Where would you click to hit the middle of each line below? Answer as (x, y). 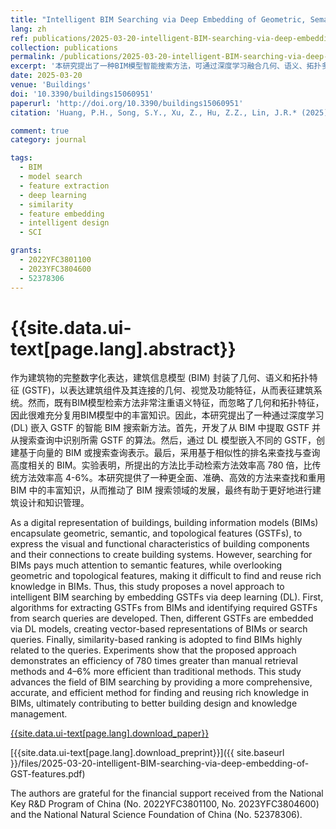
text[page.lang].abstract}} (123, 348)
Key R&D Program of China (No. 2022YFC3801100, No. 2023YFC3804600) (165, 804)
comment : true (40, 131)
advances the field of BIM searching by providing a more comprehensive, (161, 682)
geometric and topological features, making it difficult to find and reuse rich (166, 576)
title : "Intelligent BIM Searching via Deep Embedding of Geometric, (158, 19)
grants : (26, 251)
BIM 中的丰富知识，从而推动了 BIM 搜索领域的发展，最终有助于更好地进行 (161, 490)
